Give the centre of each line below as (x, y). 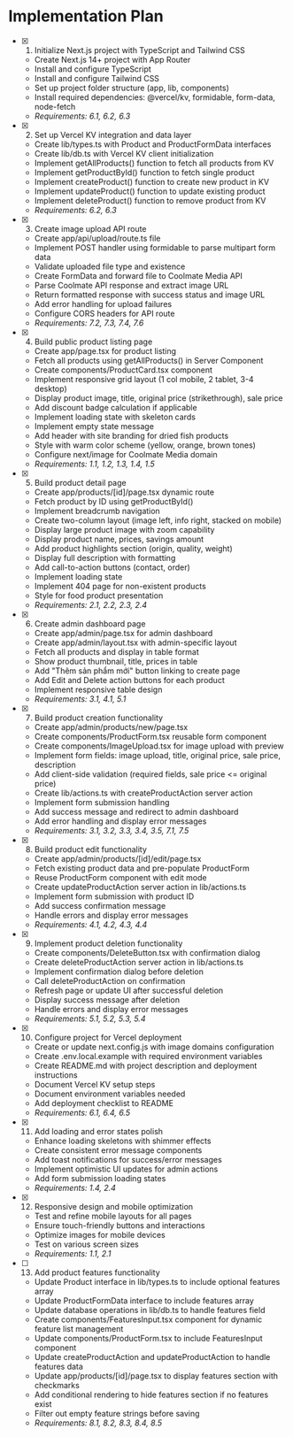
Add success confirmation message (100, 905)
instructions (56, 1075)
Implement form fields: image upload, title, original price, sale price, (157, 755)
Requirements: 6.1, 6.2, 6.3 (82, 116)
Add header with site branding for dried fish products (131, 435)
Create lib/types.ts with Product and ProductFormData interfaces (153, 144)
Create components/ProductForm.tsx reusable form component (150, 736)
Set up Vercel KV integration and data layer (113, 134)
